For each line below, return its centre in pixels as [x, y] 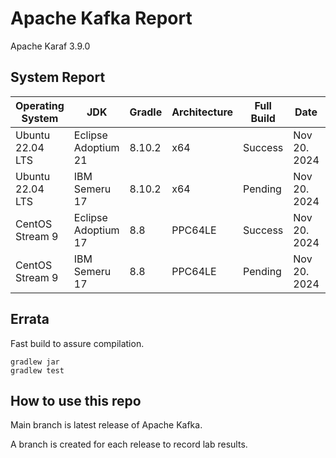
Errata [30, 319]
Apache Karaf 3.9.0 [50, 46]
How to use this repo [76, 400]
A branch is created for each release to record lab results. [129, 444]
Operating [40, 105]
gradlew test [37, 370]
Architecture [202, 112]
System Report [58, 77]
